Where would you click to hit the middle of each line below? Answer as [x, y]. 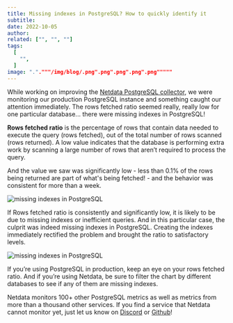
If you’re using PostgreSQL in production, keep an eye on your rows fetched [116, 269]
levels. [16, 242]
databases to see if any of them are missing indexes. [83, 283]
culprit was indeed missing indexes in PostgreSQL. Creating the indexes [110, 227]
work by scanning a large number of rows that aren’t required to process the [116, 150]
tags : [15, 46]
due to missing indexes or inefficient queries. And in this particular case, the [116, 219]
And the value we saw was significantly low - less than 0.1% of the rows [110, 171]
